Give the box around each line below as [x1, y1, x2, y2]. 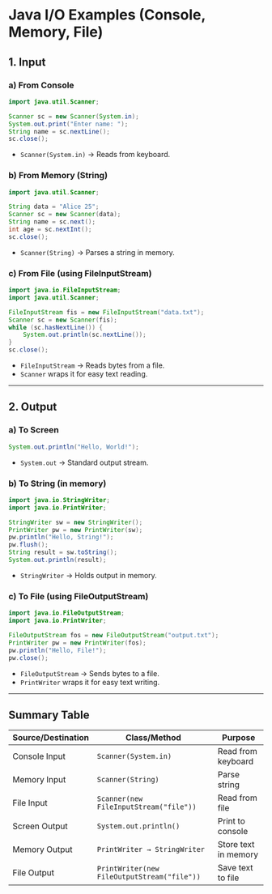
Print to [217, 815, 245, 827]
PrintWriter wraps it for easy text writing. [19, 677, 160, 687]
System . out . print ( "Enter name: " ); [8, 120, 129, 128]
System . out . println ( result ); [8, 556, 107, 564]
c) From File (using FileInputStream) [8, 267, 152, 279]
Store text [217, 839, 255, 850]
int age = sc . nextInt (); [8, 225, 92, 234]
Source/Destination [12, 732, 89, 743]
